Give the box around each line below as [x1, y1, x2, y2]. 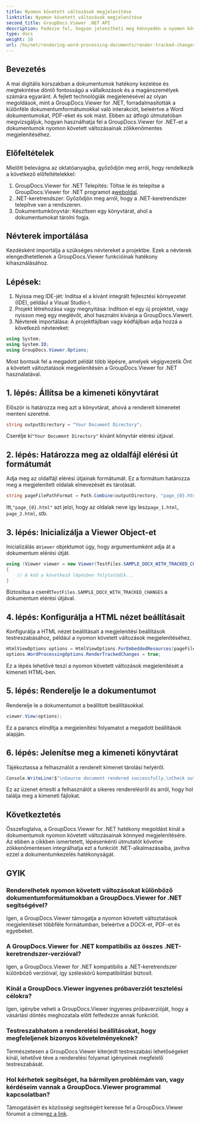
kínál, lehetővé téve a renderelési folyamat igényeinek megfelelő [6, 1054, 164, 1061]
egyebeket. [6, 927, 34, 934]
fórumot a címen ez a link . [6, 1110, 68, 1118]
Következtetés [6, 809, 61, 820]
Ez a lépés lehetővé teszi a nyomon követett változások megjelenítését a [6, 662, 183, 669]
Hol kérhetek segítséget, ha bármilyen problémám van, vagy [6, 1075, 185, 1084]
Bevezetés [6, 64, 46, 75]
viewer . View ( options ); [6, 713, 62, 719]
